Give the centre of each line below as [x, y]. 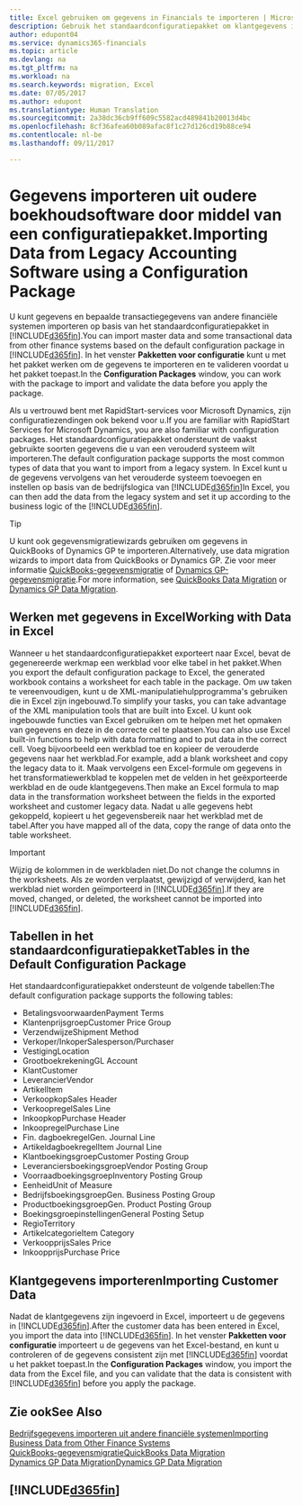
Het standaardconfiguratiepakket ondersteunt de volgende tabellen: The [142, 986]
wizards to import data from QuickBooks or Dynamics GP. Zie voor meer [143, 560]
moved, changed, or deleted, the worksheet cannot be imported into [136, 898]
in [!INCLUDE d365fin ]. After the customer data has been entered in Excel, [145, 1326]
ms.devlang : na [38, 59]
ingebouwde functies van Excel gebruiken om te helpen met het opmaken [146, 720]
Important [27, 852]
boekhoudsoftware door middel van [146, 215]
